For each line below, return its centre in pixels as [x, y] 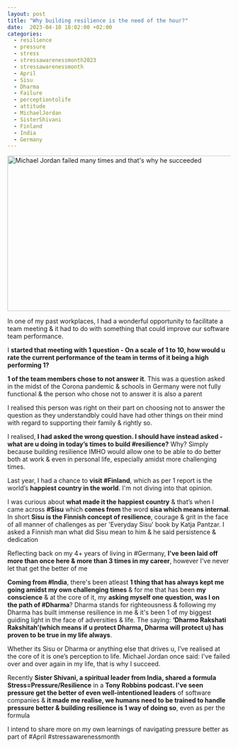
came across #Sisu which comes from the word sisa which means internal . [119, 509]
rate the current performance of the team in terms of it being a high [108, 358]
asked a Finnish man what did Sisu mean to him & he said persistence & [112, 532]
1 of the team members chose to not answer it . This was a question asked [116, 379]
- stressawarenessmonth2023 [55, 60]
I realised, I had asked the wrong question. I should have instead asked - [115, 437]
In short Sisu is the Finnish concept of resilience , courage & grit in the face [118, 517]
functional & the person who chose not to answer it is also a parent [105, 394]
